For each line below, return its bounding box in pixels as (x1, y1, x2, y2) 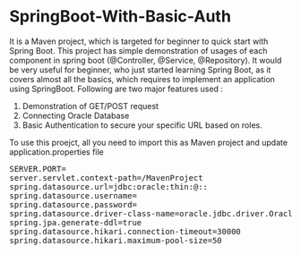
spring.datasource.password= (9, 199, 137, 209)
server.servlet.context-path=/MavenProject (9, 173, 203, 182)
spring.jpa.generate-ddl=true (9, 217, 142, 227)
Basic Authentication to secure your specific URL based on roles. (21, 119, 262, 131)
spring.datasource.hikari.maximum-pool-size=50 (9, 235, 222, 245)
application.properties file (9, 146, 105, 157)
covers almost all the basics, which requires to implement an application (9, 73, 276, 84)
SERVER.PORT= (9, 164, 67, 174)
